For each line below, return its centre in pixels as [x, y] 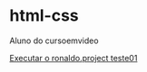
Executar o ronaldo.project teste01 [73, 58]
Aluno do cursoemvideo [54, 40]
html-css [44, 16]
